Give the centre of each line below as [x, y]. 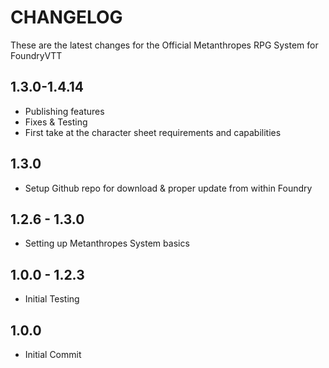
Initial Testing [52, 299]
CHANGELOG [66, 17]
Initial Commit [53, 354]
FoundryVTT [36, 55]
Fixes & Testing [56, 122]
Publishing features [64, 111]
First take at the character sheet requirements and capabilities [153, 132]
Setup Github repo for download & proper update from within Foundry [168, 188]
